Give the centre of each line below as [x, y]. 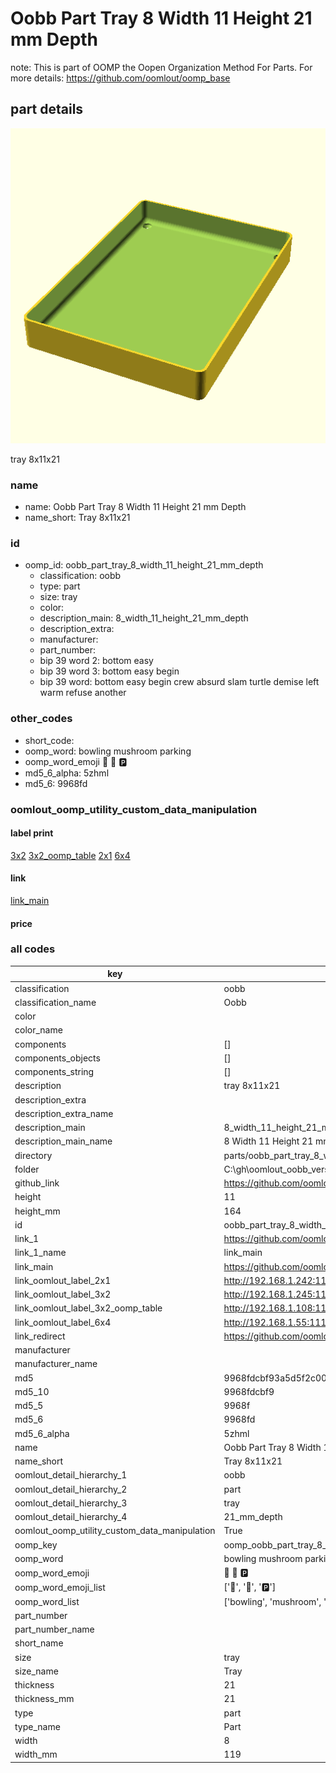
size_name [36, 1671]
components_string [54, 1072]
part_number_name [54, 1629]
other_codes [41, 719]
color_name [38, 1030]
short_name [39, 1643]
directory [33, 1155]
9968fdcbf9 [249, 1391]
